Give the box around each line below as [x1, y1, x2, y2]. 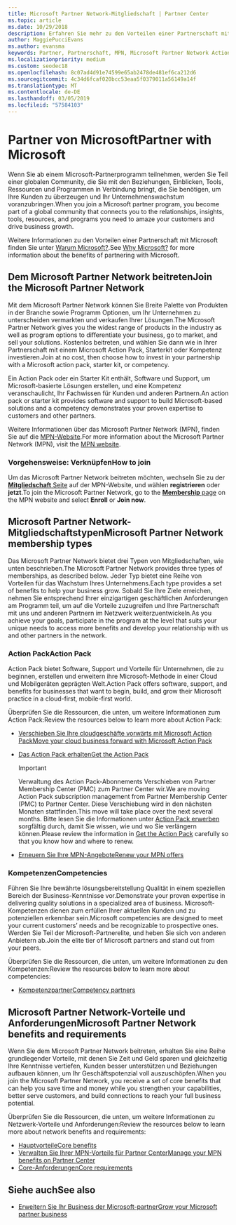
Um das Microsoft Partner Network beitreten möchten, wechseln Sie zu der [8, 473, 225, 482]
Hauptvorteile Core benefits [18, 1141, 97, 1150]
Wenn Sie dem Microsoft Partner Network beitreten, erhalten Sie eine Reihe [8, 1047, 226, 1055]
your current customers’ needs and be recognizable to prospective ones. [8, 921, 219, 930]
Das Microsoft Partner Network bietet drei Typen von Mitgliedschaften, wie [8, 556, 224, 565]
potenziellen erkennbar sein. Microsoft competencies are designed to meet [8, 914, 223, 922]
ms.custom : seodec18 [8, 62, 69, 69]
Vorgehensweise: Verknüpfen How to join [8, 457, 151, 467]
